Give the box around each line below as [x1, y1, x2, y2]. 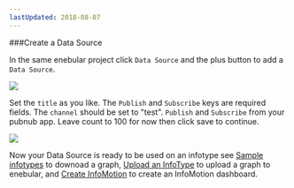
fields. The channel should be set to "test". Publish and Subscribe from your [9, 107, 285, 117]
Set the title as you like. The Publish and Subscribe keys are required [9, 97, 267, 108]
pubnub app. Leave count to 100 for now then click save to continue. [9, 116, 259, 126]
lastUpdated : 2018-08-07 [9, 12, 101, 22]
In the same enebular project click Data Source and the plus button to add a [9, 54, 283, 64]
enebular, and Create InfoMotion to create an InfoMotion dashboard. [9, 169, 259, 179]
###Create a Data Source [9, 37, 103, 48]
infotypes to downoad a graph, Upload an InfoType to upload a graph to [9, 159, 271, 169]
